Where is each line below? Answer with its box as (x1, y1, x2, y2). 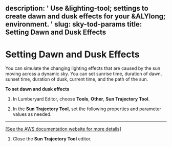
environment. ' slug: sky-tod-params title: (5, 20, 142, 29)
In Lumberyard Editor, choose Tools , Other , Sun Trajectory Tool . (12, 96, 150, 102)
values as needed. (12, 111, 52, 117)
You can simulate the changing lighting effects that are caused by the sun (5, 65, 160, 71)
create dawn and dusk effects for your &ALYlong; (5, 12, 166, 21)
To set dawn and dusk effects (5, 86, 70, 92)
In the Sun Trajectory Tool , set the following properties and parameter (12, 106, 161, 112)
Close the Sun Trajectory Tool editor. (12, 136, 92, 142)
